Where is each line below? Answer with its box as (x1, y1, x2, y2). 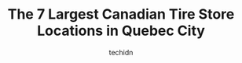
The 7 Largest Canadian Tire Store (7, 5, 235, 23)
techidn (108, 47, 134, 57)
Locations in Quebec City (37, 22, 205, 40)
